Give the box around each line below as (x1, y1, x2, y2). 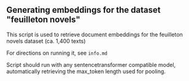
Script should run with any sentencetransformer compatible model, (6, 61, 176, 68)
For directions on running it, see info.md (6, 49, 108, 56)
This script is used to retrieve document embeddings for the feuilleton (6, 31, 183, 38)
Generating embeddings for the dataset (6, 5, 161, 15)
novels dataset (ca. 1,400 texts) (6, 37, 86, 45)
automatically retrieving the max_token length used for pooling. (6, 67, 166, 75)
